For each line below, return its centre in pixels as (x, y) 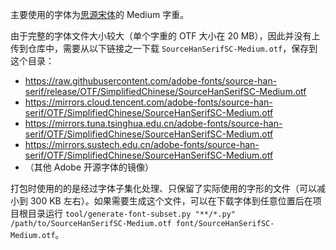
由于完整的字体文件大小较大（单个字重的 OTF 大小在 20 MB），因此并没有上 (165, 36)
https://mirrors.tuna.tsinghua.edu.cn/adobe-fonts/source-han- (153, 123)
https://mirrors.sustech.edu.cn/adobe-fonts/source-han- (142, 144)
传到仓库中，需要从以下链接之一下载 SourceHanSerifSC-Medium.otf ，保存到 (164, 48)
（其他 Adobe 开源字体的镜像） (89, 167)
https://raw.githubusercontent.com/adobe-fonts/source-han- (151, 81)
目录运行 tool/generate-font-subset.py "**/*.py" (131, 213)
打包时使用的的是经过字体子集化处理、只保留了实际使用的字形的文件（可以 (163, 188)
